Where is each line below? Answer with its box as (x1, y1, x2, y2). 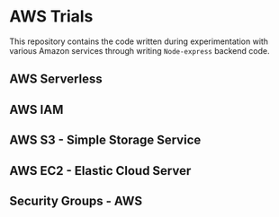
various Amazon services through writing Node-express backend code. (9, 45, 270, 56)
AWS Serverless (9, 72, 103, 87)
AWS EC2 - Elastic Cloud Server (9, 163, 192, 178)
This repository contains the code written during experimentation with (9, 36, 268, 47)
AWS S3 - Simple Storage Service (9, 133, 202, 148)
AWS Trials (9, 6, 94, 27)
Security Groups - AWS (9, 193, 142, 208)
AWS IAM (9, 101, 64, 117)
